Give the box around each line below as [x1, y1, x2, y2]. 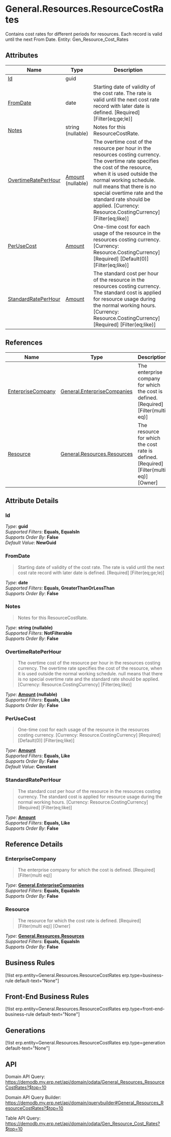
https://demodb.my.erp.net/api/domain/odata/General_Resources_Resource [5, 1079, 164, 1085]
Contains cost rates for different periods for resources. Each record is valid [5, 31, 163, 37]
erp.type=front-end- [122, 1006, 165, 1012]
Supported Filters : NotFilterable [5, 630, 73, 636]
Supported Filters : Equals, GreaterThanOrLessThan [5, 585, 115, 591]
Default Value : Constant [5, 764, 56, 770]
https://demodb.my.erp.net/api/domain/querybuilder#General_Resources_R [5, 1100, 164, 1106]
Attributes [5, 51, 38, 60]
